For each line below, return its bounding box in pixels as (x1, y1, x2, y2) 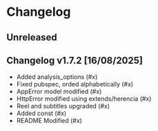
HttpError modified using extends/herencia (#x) (16, 95, 152, 103)
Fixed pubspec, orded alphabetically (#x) (16, 80, 134, 88)
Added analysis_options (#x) (16, 73, 98, 81)
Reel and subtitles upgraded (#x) (16, 102, 110, 110)
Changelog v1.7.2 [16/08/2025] (6, 54, 143, 66)
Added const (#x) (16, 109, 67, 117)
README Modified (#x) (16, 117, 82, 125)
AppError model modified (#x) (16, 87, 102, 96)
